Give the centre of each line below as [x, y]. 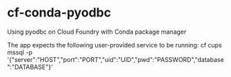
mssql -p [20, 52]
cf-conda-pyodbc [59, 13]
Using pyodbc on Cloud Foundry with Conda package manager [97, 32]
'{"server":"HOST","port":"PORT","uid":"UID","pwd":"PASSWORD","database [115, 59]
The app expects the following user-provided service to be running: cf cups [114, 45]
